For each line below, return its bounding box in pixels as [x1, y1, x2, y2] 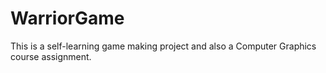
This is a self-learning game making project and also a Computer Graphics [10, 40, 317, 52]
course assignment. [10, 50, 92, 62]
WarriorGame [10, 7, 125, 30]
